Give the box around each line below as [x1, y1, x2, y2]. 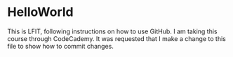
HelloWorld [7, 4, 74, 20]
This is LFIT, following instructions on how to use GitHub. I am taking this [7, 27, 218, 35]
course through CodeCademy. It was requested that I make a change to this [7, 34, 226, 42]
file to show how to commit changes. [7, 42, 114, 50]
